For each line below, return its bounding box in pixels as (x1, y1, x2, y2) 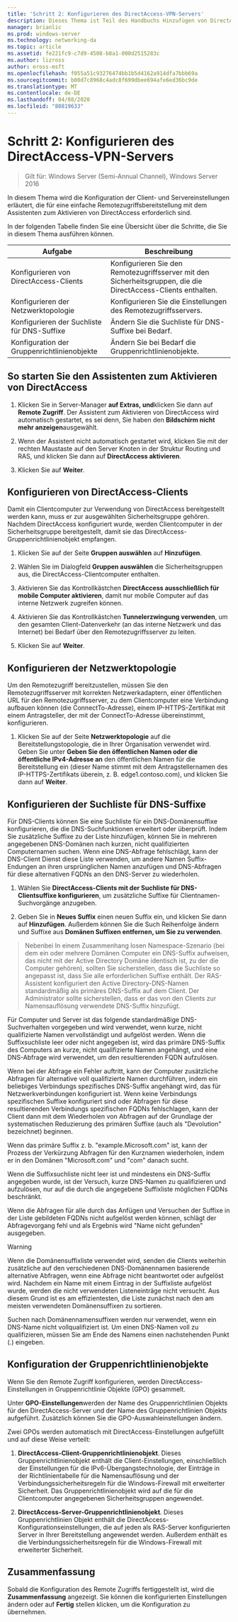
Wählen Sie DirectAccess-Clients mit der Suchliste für (17, 884, 180, 892)
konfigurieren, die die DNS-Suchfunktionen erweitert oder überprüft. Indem (7, 825, 228, 833)
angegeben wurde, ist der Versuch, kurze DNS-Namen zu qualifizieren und (7, 1178, 227, 1186)
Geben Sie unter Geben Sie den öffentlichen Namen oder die (17, 747, 198, 756)
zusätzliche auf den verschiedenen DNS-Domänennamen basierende (7, 1264, 210, 1273)
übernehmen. (7, 1607, 47, 1616)
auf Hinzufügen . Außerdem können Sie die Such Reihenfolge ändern (17, 920, 220, 928)
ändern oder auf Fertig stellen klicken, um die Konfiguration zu (7, 1600, 191, 1609)
